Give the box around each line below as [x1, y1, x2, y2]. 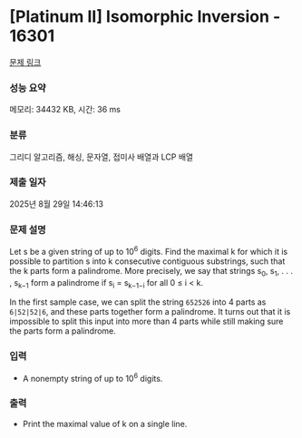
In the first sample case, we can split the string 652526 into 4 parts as [9, 297, 267, 307]
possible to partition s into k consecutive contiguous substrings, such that [9, 256, 286, 267]
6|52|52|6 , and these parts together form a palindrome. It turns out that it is [9, 307, 291, 317]
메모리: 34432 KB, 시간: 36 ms [9, 104, 121, 115]
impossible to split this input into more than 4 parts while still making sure [9, 316, 284, 327]
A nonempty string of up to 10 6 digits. [22, 371, 163, 384]
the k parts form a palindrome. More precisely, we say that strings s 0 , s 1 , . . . [9, 265, 293, 278]
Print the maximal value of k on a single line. [22, 418, 188, 429]
